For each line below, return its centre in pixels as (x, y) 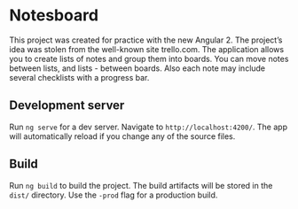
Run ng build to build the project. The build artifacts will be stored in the (141, 185)
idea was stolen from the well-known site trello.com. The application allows (147, 49)
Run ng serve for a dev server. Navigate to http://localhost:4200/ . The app (149, 127)
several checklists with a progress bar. (79, 77)
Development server (67, 106)
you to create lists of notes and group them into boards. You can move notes (149, 58)
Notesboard (54, 15)
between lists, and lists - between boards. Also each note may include (137, 68)
